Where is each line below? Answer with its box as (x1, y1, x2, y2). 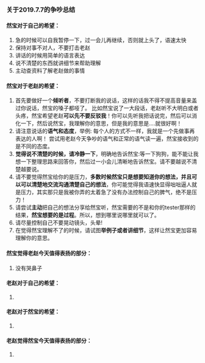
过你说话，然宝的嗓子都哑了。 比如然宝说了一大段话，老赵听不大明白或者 (15, 105, 199, 112)
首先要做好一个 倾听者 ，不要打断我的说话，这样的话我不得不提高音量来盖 (15, 97, 197, 105)
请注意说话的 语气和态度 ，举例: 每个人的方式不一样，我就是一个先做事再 (15, 127, 195, 135)
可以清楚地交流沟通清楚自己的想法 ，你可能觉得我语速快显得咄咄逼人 (20, 181, 192, 188)
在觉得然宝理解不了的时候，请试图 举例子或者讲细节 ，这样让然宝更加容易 (15, 227, 197, 234)
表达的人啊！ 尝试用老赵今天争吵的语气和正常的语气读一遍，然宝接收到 (15, 135, 193, 142)
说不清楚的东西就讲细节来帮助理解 (15, 59, 101, 67)
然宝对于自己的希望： (6, 21, 60, 29)
